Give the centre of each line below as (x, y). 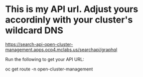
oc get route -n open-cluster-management (49, 69)
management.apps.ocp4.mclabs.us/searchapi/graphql (61, 49)
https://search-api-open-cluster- (39, 44)
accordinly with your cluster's (69, 20)
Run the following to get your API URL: (45, 59)
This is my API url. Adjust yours (72, 9)
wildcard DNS (34, 30)
